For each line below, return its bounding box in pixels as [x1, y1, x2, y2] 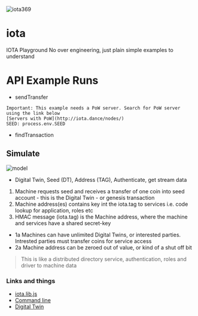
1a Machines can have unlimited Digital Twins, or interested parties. [14, 231, 181, 238]
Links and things [6, 276, 56, 285]
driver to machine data [20, 262, 77, 269]
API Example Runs [6, 74, 99, 87]
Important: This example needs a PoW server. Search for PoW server [6, 105, 181, 111]
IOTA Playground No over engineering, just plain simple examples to [6, 46, 173, 53]
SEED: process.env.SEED [6, 120, 66, 127]
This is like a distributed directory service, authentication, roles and [20, 255, 187, 263]
